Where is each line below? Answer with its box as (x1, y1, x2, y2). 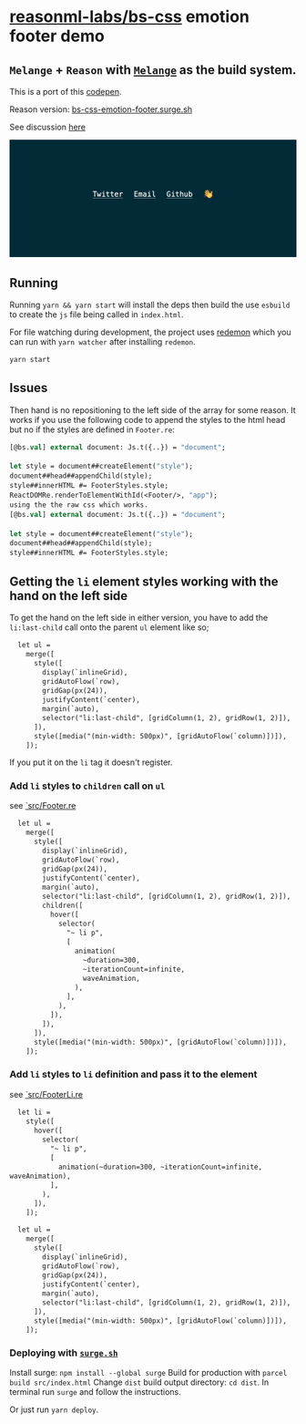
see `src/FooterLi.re (9, 1089, 84, 1099)
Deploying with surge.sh (9, 1347, 118, 1359)
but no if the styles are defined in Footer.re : (9, 424, 175, 435)
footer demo (9, 26, 105, 46)
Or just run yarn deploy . (9, 1404, 99, 1415)
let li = (17, 1108, 51, 1117)
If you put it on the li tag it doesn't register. (9, 757, 173, 768)
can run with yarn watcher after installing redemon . (9, 336, 196, 347)
